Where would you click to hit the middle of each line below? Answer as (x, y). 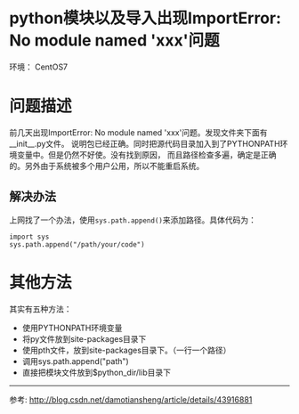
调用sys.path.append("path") (75, 361)
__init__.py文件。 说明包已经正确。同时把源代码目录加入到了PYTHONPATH (145, 143)
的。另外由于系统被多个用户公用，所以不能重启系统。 (107, 166)
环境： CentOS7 (39, 67)
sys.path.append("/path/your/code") (77, 244)
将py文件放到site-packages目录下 (84, 338)
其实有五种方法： (40, 309)
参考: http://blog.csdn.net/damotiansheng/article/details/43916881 (131, 399)
